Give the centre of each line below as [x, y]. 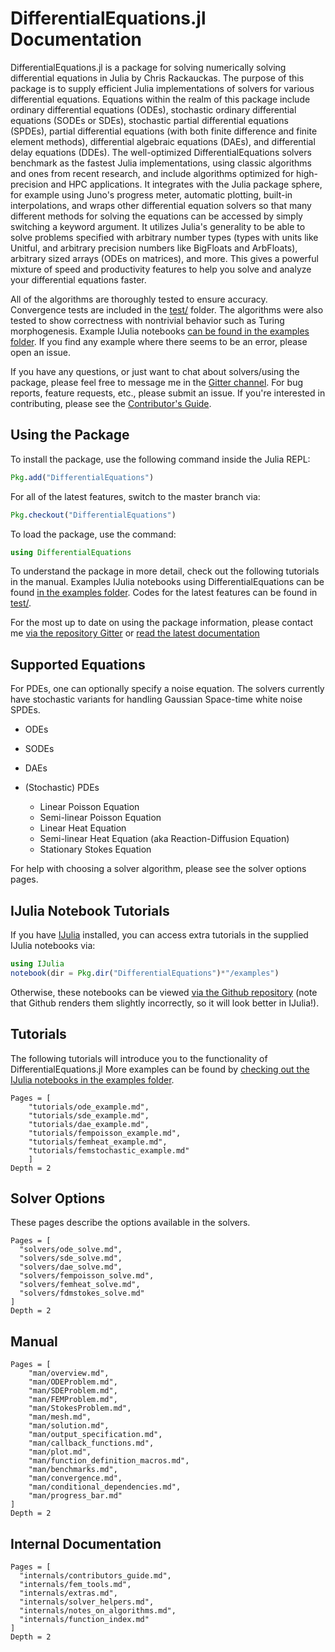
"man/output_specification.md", [95, 1435]
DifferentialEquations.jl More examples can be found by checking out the [160, 1069]
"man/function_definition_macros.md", [109, 1461]
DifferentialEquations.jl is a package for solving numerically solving [148, 67]
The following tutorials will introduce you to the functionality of [139, 1058]
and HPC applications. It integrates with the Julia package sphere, [186, 184]
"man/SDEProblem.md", [73, 1391]
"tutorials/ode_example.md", [89, 1107]
